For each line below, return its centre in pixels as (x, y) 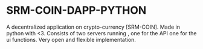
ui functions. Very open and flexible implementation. (71, 39)
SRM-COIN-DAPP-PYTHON (76, 10)
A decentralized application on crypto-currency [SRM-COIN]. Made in (93, 27)
